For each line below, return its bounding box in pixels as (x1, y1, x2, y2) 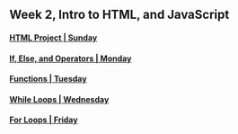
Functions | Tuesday (9, 74, 87, 85)
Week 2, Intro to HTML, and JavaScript (9, 7, 230, 22)
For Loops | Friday (9, 114, 78, 125)
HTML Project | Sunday (9, 31, 98, 43)
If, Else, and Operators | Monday (9, 53, 132, 64)
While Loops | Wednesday (9, 94, 110, 104)
